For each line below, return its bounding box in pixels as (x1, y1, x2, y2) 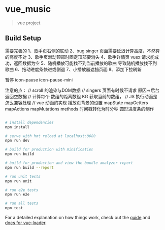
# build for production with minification (5, 147, 94, 152)
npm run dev (5, 138, 30, 143)
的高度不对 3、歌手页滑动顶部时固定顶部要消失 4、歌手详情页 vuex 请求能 (5, 54, 155, 60)
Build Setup (5, 34, 41, 42)
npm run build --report (5, 165, 54, 170)
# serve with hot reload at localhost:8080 (5, 133, 96, 139)
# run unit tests (5, 174, 41, 179)
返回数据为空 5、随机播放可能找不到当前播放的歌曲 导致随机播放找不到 (13, 60, 157, 66)
